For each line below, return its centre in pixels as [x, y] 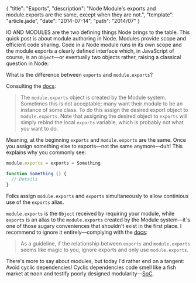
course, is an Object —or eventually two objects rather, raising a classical [94, 57]
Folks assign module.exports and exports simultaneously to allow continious [97, 196]
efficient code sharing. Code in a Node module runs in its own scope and [94, 45]
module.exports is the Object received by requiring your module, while [90, 213]
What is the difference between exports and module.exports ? [80, 75]
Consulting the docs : [31, 86]
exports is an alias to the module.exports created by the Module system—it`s [98, 220]
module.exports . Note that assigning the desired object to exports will [104, 116]
